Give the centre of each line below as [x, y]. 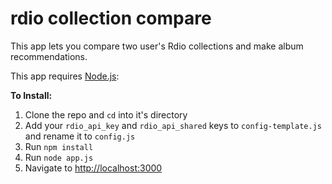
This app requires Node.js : [65, 76]
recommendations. [49, 56]
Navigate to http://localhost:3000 [93, 168]
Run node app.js [59, 157]
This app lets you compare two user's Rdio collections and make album [157, 46]
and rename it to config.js [80, 136]
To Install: [31, 95]
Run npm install [59, 146]
